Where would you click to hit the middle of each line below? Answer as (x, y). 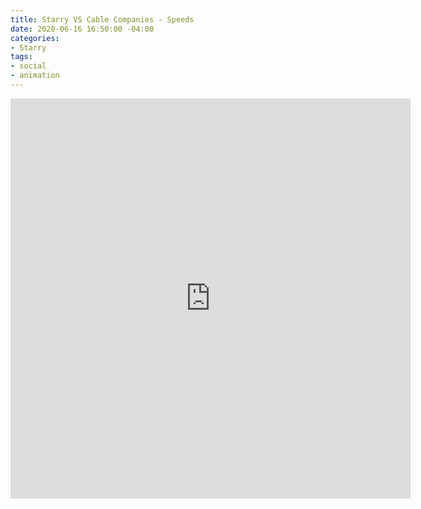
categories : (35, 38)
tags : (21, 57)
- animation (35, 76)
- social (28, 66)
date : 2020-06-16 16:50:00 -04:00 (82, 29)
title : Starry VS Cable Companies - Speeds (102, 19)
